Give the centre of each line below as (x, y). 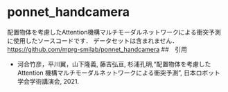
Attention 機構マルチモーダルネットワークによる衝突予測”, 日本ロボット (119, 73)
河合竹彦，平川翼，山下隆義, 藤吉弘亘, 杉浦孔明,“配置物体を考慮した (114, 64)
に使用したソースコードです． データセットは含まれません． (93, 40)
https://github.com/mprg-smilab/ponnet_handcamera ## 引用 (97, 49)
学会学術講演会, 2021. (48, 81)
